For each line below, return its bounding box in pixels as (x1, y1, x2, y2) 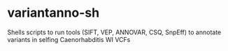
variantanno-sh (7, 5, 100, 21)
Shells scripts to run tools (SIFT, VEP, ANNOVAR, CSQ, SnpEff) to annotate (7, 28, 222, 36)
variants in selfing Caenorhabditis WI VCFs (7, 35, 131, 43)
